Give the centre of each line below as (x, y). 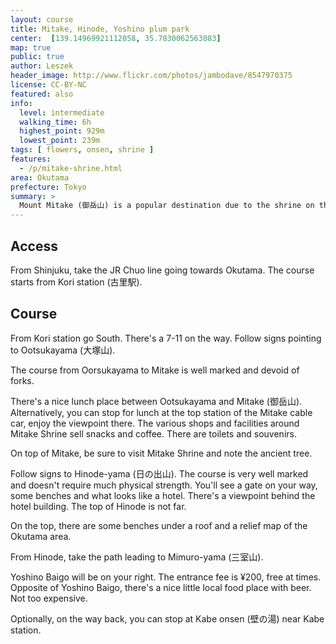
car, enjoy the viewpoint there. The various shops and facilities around (155, 423)
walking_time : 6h (55, 122)
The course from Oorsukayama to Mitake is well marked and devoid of (155, 370)
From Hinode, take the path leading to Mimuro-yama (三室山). (137, 557)
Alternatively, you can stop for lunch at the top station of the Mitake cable (161, 412)
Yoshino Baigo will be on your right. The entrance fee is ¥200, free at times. (166, 577)
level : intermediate (62, 112)
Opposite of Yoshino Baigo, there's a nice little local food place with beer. (161, 587)
